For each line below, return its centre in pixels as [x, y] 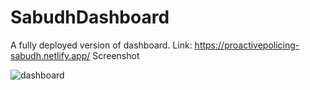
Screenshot [116, 55]
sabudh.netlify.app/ [50, 55]
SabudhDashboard [90, 17]
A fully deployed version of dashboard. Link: [101, 45]
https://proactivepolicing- [247, 45]
